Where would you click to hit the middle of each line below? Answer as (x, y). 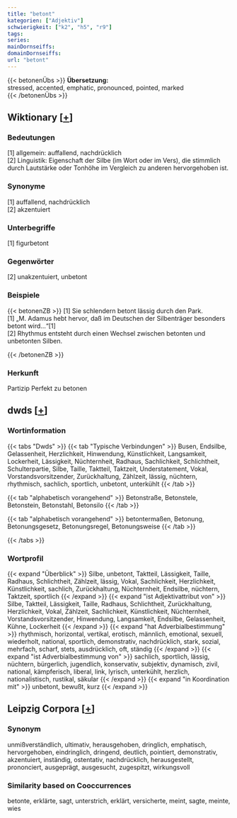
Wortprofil (25, 558)
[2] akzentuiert (29, 209)
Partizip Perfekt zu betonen (47, 388)
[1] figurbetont (28, 243)
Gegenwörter (31, 261)
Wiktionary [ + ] (40, 118)
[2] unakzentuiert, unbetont (47, 277)
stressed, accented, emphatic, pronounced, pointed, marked (96, 87)
